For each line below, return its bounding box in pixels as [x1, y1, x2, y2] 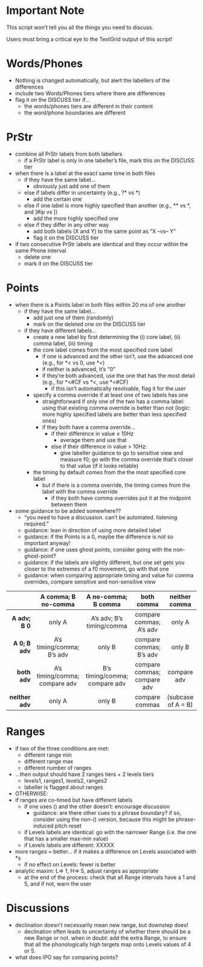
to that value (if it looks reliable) [60, 462, 139, 469]
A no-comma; [86, 592, 128, 601]
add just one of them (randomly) [33, 313, 114, 321]
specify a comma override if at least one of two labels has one [33, 391, 188, 398]
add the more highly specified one [33, 215, 119, 222]
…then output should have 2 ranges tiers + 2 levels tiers [14, 771, 154, 778]
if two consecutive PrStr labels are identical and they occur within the [14, 240, 188, 247]
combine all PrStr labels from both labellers [14, 150, 123, 158]
